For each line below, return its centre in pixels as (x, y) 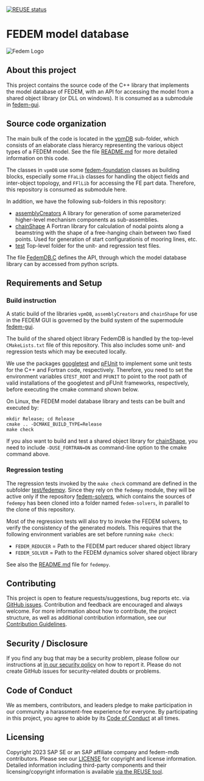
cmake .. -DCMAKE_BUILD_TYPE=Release (54, 424)
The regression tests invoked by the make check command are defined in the (102, 483)
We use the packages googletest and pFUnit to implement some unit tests (99, 363)
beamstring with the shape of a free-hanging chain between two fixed (103, 232)
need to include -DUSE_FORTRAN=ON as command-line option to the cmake (97, 448)
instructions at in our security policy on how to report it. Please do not (94, 665)
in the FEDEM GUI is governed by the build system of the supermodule (95, 320)
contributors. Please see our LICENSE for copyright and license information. (101, 758)
